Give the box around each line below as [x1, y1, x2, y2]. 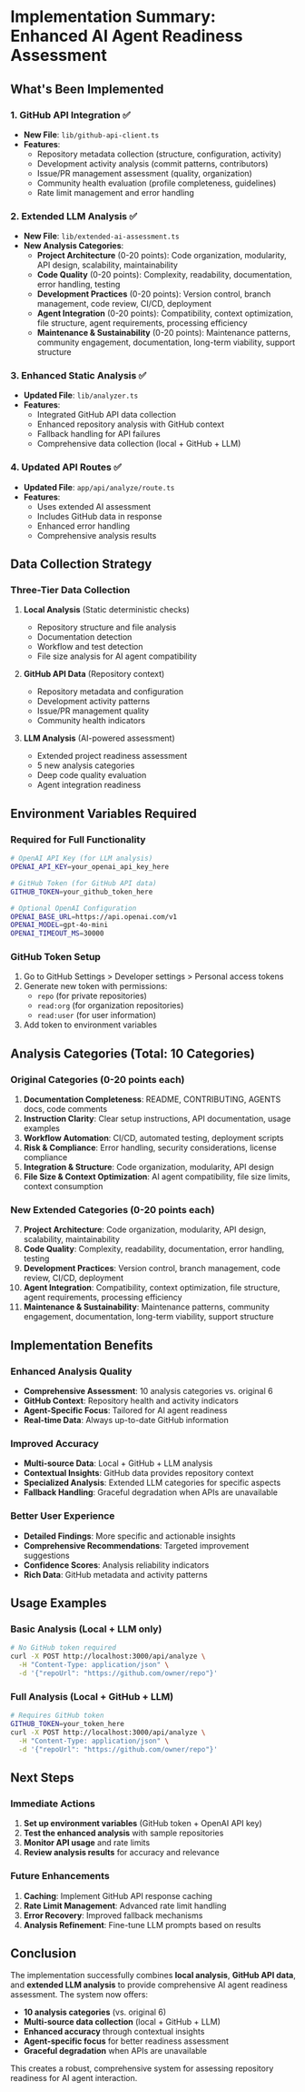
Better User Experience [10, 1510, 115, 1522]
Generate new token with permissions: [23, 981, 168, 992]
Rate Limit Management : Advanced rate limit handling [23, 1900, 227, 1911]
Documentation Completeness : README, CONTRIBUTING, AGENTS [23, 1094, 281, 1105]
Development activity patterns [36, 696, 151, 707]
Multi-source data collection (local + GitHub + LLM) [23, 2016, 221, 2027]
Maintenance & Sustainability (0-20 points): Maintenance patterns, [36, 328, 291, 339]
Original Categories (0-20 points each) [10, 1073, 185, 1086]
